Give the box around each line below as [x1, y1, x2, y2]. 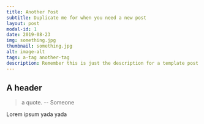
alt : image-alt [6, 49, 45, 55]
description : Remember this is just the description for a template [6, 60, 185, 66]
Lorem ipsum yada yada [6, 111, 67, 118]
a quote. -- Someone [21, 99, 75, 106]
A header [6, 82, 42, 93]
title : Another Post [6, 9, 59, 15]
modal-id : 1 [6, 26, 37, 32]
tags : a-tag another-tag [6, 54, 70, 60]
